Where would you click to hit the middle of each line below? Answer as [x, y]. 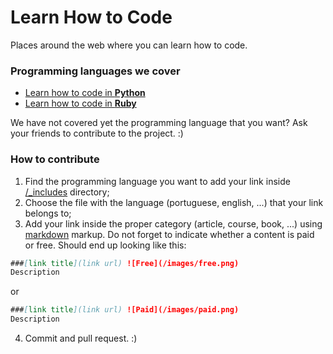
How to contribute [55, 159]
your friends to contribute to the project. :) [97, 133]
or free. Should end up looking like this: [105, 245]
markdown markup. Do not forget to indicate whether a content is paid [169, 234]
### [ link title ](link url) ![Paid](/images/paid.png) [125, 310]
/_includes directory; [67, 192]
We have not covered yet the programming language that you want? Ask [159, 123]
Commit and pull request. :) [81, 338]
